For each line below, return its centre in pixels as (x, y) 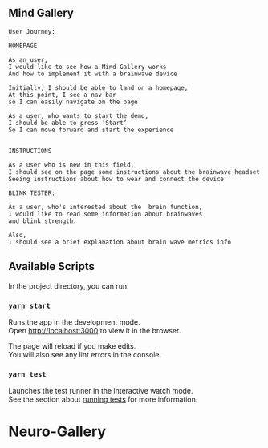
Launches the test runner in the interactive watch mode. (101, 391)
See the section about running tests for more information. (103, 399)
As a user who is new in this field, (71, 165)
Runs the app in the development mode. (74, 322)
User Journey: (32, 31)
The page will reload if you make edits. (72, 346)
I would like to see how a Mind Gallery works (87, 67)
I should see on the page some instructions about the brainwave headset (134, 172)
